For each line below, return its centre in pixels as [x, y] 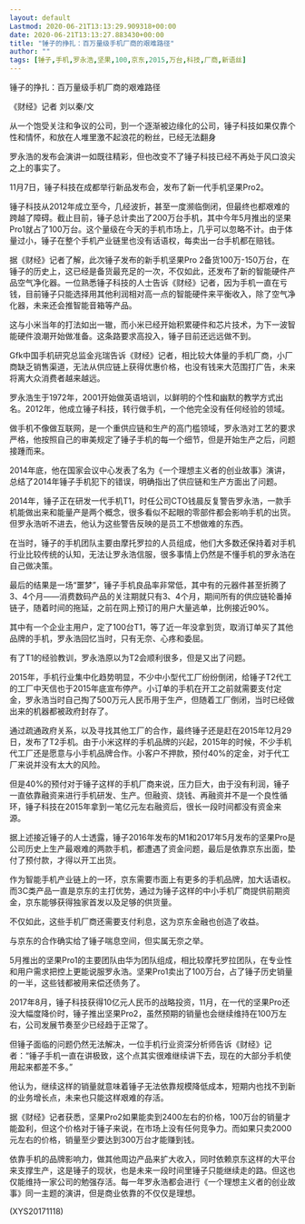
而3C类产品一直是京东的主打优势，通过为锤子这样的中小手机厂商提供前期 [146, 891]
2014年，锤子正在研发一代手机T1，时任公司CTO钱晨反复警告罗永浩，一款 [147, 501]
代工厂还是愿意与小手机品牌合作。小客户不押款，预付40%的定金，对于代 [146, 753]
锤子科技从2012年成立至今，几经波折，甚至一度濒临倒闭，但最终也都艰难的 [150, 206]
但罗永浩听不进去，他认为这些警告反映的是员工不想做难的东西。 [128, 523]
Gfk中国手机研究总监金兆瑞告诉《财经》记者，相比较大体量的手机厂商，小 [148, 355]
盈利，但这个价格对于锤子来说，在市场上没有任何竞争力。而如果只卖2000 [154, 1128]
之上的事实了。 [37, 168]
